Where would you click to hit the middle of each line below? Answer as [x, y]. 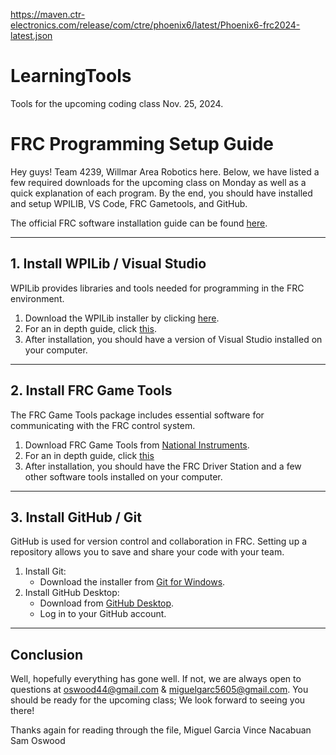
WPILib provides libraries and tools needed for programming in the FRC [157, 288]
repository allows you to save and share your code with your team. [147, 552]
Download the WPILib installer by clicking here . [122, 318]
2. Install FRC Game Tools [91, 390]
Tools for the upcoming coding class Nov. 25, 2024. [117, 103]
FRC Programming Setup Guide [142, 144]
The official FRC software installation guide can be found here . [139, 223]
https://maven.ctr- [48, 14]
